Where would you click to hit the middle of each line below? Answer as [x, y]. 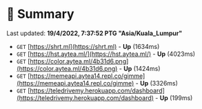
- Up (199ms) [174, 98]
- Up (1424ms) [140, 68]
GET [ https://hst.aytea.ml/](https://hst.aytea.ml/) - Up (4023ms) [106, 54]
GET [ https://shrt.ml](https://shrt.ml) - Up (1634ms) [88, 46]
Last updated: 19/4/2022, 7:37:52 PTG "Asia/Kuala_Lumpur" [94, 33]
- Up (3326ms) [157, 83]
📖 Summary [40, 14]
